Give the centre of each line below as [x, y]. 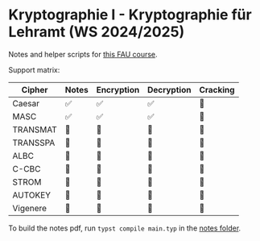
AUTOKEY [31, 195]
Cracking [217, 89]
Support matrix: [34, 69]
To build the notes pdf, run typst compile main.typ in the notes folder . [125, 228]
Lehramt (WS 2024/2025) [97, 32]
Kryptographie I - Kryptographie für [130, 15]
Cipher [35, 89]
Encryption [118, 89]
